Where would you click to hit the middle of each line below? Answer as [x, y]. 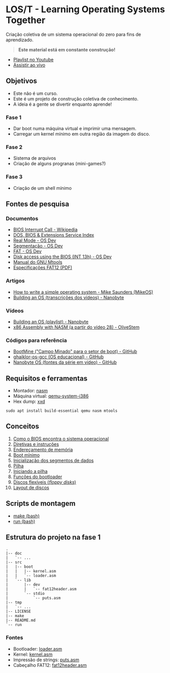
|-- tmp [14, 603]
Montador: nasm [30, 391]
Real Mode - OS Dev [35, 240]
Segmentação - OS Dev [38, 246]
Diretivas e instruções [36, 444]
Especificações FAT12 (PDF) [43, 268]
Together [25, 20]
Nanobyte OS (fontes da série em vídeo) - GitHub [65, 362]
